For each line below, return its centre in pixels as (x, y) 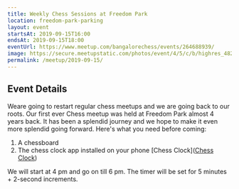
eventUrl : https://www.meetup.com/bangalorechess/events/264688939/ (111, 47)
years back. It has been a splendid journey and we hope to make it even (113, 121)
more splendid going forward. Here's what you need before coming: (107, 129)
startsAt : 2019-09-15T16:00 (49, 34)
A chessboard (38, 142)
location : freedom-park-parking (55, 21)
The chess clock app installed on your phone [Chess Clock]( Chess (116, 150)
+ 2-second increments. (43, 179)
